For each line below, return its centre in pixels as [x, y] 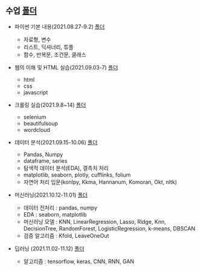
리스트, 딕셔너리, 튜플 [48, 47]
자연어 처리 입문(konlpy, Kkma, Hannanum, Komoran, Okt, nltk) [100, 182]
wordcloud [37, 129]
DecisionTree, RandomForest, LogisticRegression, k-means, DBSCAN [109, 228]
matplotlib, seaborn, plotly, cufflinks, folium [77, 175]
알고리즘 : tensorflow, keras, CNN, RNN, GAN [79, 261]
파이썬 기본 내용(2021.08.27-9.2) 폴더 [59, 27]
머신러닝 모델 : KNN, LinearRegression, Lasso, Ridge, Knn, [95, 221]
